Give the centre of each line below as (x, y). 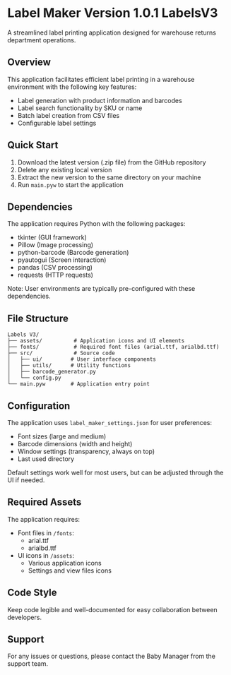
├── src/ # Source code (61, 353)
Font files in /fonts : (46, 533)
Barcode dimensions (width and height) (75, 444)
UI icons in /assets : (46, 555)
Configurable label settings (57, 123)
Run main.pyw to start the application (70, 184)
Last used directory (46, 459)
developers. (25, 617)
